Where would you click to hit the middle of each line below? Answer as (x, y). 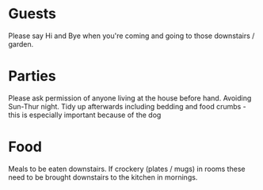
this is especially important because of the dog (85, 115)
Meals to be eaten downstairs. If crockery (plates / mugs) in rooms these (127, 169)
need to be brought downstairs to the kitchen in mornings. (103, 177)
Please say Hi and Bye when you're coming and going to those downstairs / (131, 36)
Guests (32, 14)
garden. (21, 44)
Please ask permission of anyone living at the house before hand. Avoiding (130, 98)
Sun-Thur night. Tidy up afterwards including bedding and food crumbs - (128, 106)
